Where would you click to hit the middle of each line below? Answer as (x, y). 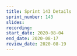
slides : (15, 22)
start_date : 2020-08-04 (35, 33)
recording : (19, 28)
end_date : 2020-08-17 (32, 38)
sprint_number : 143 (30, 17)
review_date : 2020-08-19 (36, 44)
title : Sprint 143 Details (39, 11)
